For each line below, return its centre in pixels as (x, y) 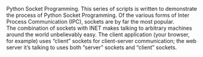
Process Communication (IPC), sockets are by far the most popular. (90, 22)
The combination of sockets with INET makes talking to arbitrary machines (99, 28)
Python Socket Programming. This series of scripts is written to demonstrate (102, 9)
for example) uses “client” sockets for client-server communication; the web (101, 41)
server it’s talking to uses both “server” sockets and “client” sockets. (92, 47)
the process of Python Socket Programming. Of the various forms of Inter (98, 15)
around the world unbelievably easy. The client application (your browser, (98, 35)
